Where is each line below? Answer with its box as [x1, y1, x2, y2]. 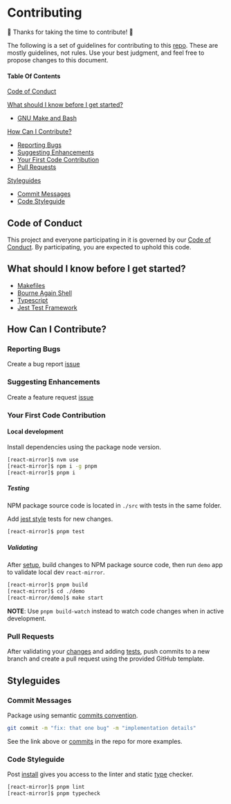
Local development [7, 427, 64, 436]
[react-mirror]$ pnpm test [7, 528, 85, 535]
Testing [7, 484, 30, 492]
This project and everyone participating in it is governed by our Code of [7, 235, 211, 244]
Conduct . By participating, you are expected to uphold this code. [7, 242, 192, 251]
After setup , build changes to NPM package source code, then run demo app [7, 561, 223, 569]
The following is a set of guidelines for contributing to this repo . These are [7, 41, 219, 49]
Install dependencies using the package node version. [7, 443, 161, 451]
